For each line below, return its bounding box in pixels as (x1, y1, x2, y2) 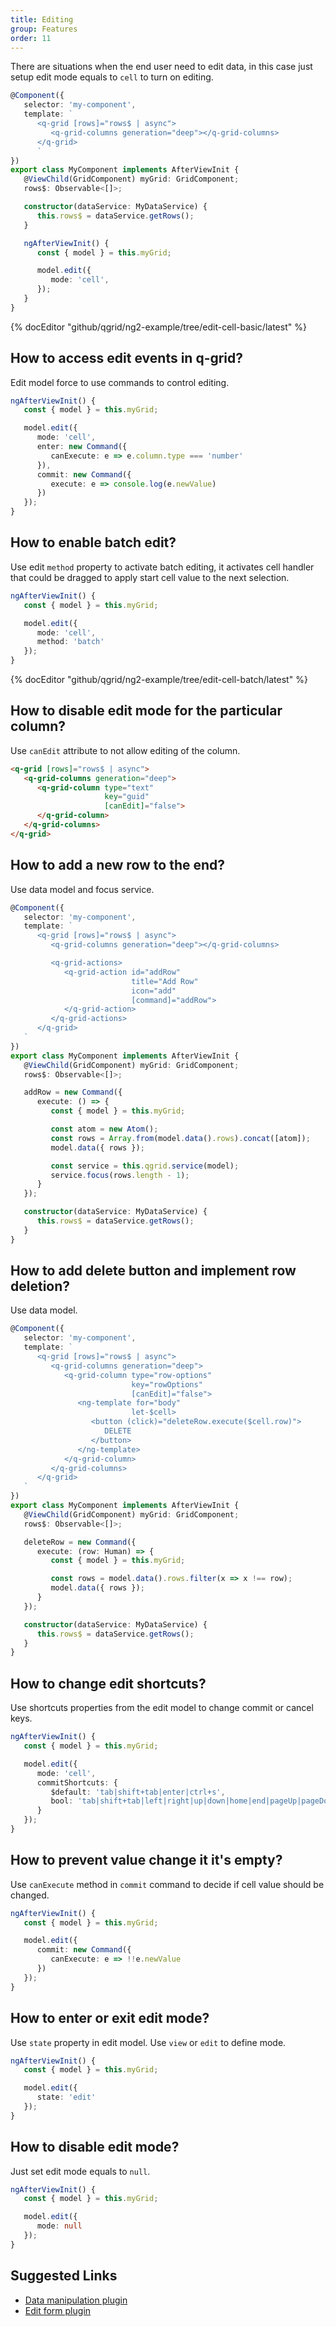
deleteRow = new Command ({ (23, 1537, 137, 1547)
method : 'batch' (36, 637, 105, 647)
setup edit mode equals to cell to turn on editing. (10, 71, 214, 83)
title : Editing (10, 14, 74, 25)
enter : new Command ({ (36, 442, 128, 452)
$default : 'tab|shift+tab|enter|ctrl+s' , (50, 1787, 226, 1797)
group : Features (10, 24, 78, 34)
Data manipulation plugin (24, 2294, 128, 2306)
